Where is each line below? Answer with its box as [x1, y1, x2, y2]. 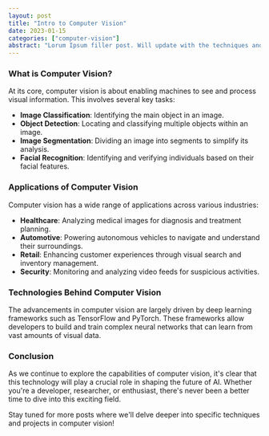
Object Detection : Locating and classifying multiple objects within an [19, 119, 248, 128]
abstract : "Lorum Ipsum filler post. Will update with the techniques [8, 42, 249, 50]
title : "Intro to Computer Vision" [8, 19, 127, 27]
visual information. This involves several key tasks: [8, 95, 175, 104]
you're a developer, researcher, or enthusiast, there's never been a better [8, 386, 250, 396]
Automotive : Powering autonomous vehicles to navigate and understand [19, 232, 260, 242]
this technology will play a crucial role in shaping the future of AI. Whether [8, 377, 252, 387]
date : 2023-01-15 [8, 26, 66, 35]
